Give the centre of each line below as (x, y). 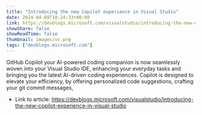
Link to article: (32, 99)
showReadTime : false (32, 34)
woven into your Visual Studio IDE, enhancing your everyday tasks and (94, 68)
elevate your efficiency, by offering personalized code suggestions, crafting (100, 81)
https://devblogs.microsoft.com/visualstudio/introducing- (122, 99)
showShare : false (28, 28)
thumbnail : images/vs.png (38, 40)
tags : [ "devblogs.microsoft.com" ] (50, 46)
